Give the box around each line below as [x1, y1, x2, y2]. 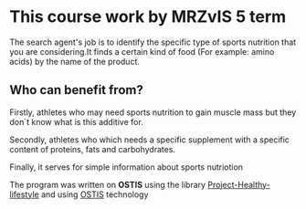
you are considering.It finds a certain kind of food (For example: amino [9, 46, 275, 57]
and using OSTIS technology [40, 189, 149, 200]
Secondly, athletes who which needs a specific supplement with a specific [9, 134, 290, 145]
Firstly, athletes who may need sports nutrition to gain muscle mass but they [9, 107, 297, 118]
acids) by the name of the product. [9, 56, 140, 67]
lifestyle [9, 189, 39, 200]
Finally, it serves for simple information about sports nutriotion [9, 162, 244, 172]
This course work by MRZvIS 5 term [9, 6, 287, 27]
